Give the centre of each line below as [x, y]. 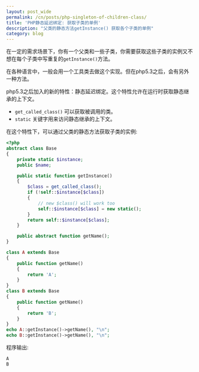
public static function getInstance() [65, 176]
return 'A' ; [42, 275]
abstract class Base [32, 149]
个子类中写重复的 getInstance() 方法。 [68, 59]
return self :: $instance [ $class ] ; [69, 220]
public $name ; [34, 165]
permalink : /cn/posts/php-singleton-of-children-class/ [76, 17]
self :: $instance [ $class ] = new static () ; [90, 209]
